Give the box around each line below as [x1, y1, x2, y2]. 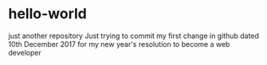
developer [8, 48, 42, 57]
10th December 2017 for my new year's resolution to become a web [8, 39, 230, 48]
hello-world [8, 5, 88, 23]
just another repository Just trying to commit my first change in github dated [8, 31, 259, 40]
